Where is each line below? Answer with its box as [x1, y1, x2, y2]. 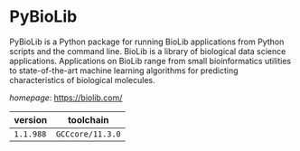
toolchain [67, 113, 110, 126]
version [14, 113, 48, 126]
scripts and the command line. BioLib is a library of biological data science [9, 45, 286, 56]
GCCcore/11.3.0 [55, 128, 121, 139]
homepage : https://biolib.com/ [9, 92, 123, 103]
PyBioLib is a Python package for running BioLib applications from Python [9, 36, 285, 47]
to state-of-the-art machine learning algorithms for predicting [9, 65, 239, 76]
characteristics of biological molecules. [9, 74, 155, 85]
